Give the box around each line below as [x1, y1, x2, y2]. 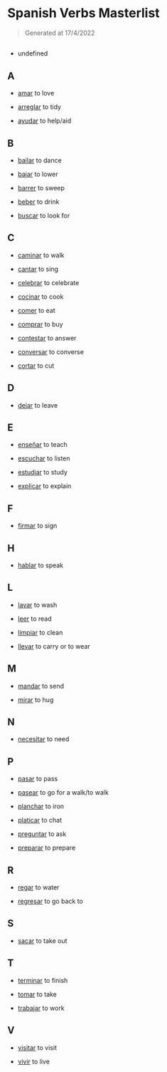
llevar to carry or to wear [17, 641, 90, 650]
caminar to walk [17, 251, 65, 259]
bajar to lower [17, 170, 58, 178]
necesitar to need [17, 735, 70, 743]
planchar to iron [17, 802, 65, 810]
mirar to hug [17, 695, 54, 703]
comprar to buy [17, 319, 63, 329]
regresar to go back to [17, 897, 83, 906]
